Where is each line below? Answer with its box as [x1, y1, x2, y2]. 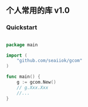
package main [6, 42, 38, 48]
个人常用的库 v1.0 [6, 5, 70, 16]
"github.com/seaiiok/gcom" [16, 58, 83, 64]
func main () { [6, 74, 41, 80]
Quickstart [6, 23, 38, 32]
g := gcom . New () [16, 80, 57, 85]
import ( [6, 52, 28, 58]
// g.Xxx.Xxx [16, 84, 49, 91]
